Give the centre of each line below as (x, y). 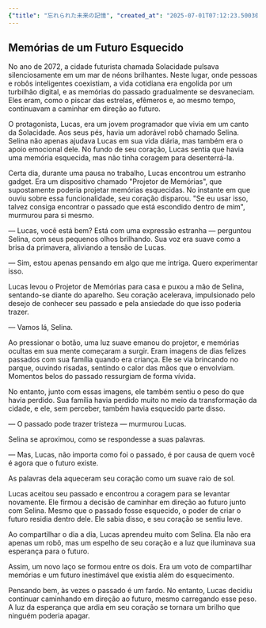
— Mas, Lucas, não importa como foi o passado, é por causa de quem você (132, 455)
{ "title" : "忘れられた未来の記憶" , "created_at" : (86, 15)
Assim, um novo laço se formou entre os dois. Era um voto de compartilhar (130, 567)
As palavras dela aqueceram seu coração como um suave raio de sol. (122, 479)
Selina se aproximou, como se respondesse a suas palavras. (107, 439)
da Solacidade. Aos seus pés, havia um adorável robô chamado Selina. (124, 132)
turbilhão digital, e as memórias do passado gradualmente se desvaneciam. (131, 92)
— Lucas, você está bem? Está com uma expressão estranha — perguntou (130, 231)
